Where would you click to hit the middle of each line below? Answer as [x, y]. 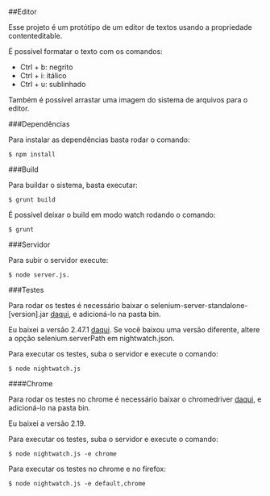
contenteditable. [35, 36]
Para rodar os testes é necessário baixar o [79, 305]
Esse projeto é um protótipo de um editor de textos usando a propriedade [130, 27]
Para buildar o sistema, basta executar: [73, 185]
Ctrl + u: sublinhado [53, 84]
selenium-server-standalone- [199, 305]
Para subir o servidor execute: [58, 260]
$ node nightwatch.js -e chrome [62, 454]
